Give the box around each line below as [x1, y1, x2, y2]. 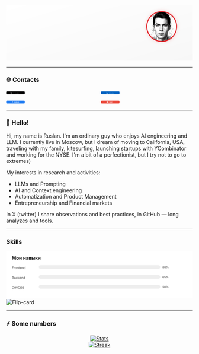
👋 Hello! [6, 119, 30, 127]
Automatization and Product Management [14, 193, 117, 200]
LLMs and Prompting [14, 180, 66, 187]
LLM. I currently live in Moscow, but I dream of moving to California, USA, [6, 138, 185, 145]
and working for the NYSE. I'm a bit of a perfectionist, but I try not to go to [6, 151, 187, 158]
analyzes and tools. [6, 217, 54, 224]
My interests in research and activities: [6, 168, 101, 176]
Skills [6, 237, 23, 245]
